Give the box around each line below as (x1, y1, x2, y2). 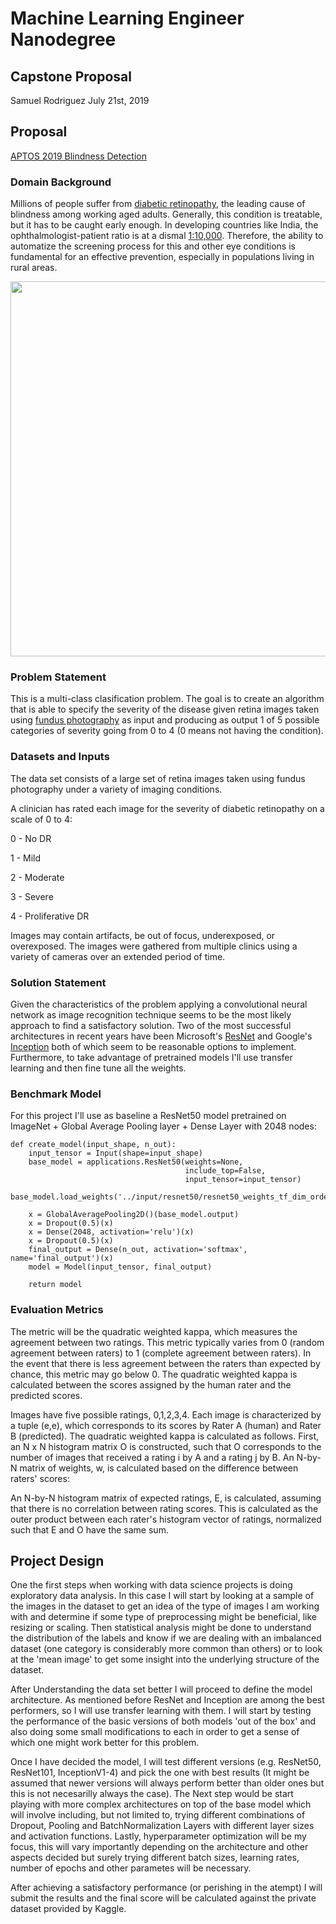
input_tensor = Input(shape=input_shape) (28, 1148, 203, 1159)
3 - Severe (10, 890, 54, 902)
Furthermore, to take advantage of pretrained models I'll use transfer (10, 1052, 293, 1063)
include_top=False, (184, 1166, 267, 1176)
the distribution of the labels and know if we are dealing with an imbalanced (10, 1632, 322, 1644)
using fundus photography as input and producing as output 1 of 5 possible (10, 714, 320, 726)
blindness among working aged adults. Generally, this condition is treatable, (10, 208, 323, 221)
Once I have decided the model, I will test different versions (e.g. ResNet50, (10, 1756, 322, 1768)
